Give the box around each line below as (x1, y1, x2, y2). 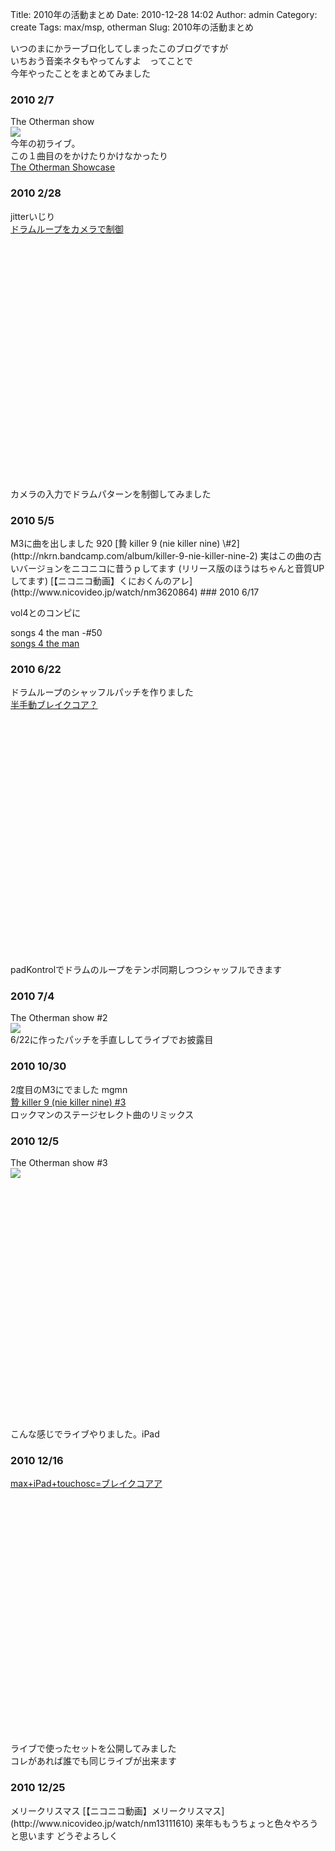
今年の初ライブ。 (10, 138, 81, 150)
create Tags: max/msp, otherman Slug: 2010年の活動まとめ (10, 21, 254, 33)
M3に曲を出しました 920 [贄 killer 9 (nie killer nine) (10, 537, 221, 549)
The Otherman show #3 (10, 1157, 108, 1169)
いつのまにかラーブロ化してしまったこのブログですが (10, 43, 229, 54)
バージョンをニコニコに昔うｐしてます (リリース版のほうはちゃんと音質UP (18, 562, 325, 574)
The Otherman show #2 (10, 1012, 108, 1024)
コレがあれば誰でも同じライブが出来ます (10, 1755, 177, 1767)
